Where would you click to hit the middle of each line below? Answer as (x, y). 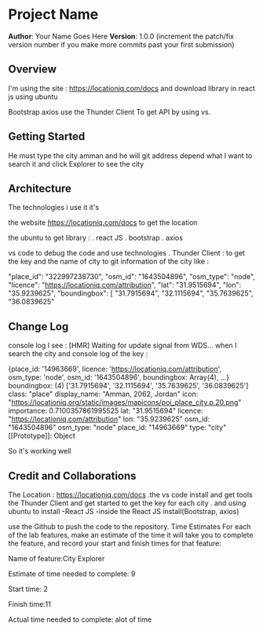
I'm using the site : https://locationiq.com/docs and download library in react (131, 88)
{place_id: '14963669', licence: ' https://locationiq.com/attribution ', (115, 369)
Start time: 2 (28, 589)
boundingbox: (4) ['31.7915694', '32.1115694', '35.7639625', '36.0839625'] (128, 386)
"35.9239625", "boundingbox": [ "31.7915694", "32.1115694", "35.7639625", (131, 293)
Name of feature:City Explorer (57, 559)
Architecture (40, 188)
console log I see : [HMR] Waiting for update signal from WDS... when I (122, 345)
